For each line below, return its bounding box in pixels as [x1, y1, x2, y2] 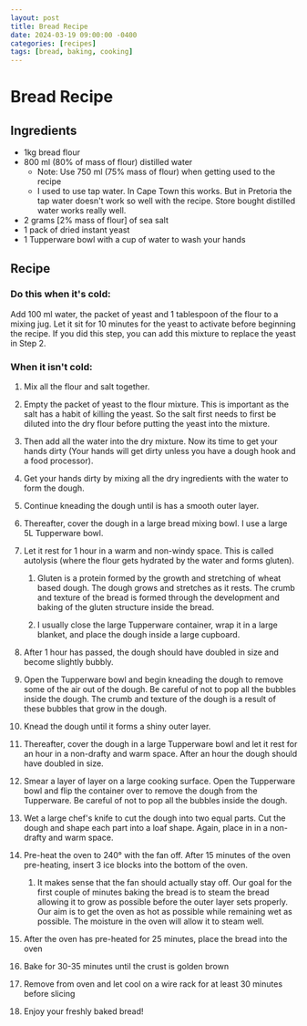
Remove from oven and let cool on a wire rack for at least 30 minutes [23, 979, 283, 990]
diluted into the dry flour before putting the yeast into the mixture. [23, 419, 271, 430]
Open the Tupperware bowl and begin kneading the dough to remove [23, 674, 283, 685]
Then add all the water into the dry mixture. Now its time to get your [23, 436, 279, 447]
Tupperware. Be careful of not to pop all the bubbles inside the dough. [23, 795, 288, 806]
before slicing [23, 989, 76, 1000]
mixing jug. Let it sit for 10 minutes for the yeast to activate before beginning [10, 318, 296, 329]
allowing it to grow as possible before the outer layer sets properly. [36, 896, 289, 907]
